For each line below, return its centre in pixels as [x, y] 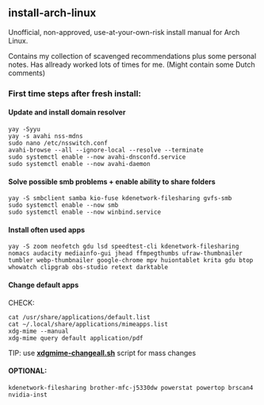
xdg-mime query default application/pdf [76, 338]
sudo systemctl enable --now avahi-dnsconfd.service [97, 157]
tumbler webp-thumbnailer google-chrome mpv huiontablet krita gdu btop [131, 260]
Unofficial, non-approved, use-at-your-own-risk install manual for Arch [124, 32]
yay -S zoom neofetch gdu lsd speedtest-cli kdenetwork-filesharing [124, 247]
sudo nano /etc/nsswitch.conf [58, 143]
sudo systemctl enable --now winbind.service [84, 212]
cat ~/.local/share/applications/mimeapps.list [88, 324]
